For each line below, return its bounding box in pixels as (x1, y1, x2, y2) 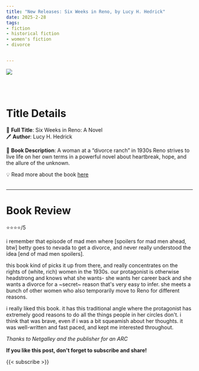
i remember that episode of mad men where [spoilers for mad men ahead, (6, 237, 187, 245)
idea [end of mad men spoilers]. (6, 250, 84, 257)
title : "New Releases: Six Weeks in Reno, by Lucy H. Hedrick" (6, 8, 166, 15)
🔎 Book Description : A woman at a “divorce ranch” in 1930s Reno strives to (6, 147, 190, 154)
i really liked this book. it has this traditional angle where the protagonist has (6, 305, 191, 312)
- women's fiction (6, 36, 52, 42)
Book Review (6, 204, 71, 217)
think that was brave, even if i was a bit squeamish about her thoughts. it (6, 317, 183, 324)
